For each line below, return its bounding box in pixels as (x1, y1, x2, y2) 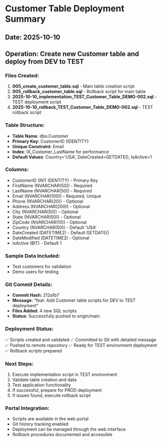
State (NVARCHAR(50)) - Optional (12, 214, 81, 220)
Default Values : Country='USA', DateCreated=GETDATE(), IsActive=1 (12, 154, 152, 160)
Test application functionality (12, 382, 71, 388)
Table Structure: (5, 122, 45, 128)
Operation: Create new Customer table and (5, 50, 139, 58)
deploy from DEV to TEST (5, 57, 84, 65)
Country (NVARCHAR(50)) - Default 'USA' (12, 224, 97, 230)
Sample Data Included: (5, 252, 60, 259)
